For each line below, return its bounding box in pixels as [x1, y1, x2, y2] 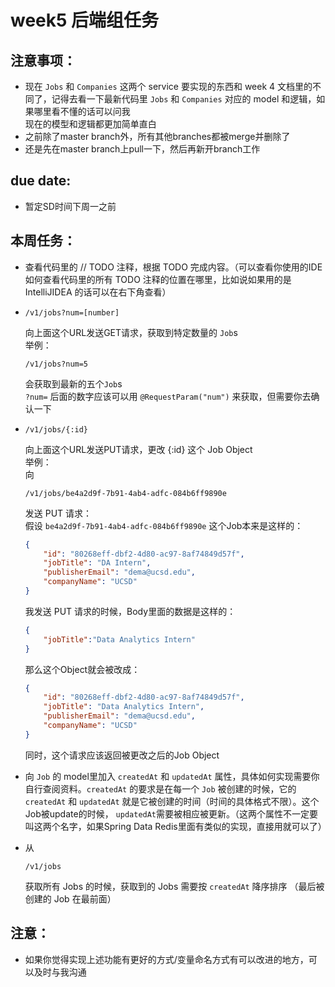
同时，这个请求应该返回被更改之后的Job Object [24, 749, 220, 761]
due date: [10, 172, 72, 190]
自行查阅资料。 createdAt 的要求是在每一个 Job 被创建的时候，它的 [24, 782, 297, 795]
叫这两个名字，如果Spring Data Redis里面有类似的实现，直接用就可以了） [24, 820, 327, 832]
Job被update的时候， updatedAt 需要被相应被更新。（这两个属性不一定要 [24, 807, 319, 820]
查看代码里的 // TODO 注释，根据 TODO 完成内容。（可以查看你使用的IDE [24, 261, 323, 273]
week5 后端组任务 [10, 9, 160, 32]
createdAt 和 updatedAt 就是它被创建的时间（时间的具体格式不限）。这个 [24, 795, 320, 807]
